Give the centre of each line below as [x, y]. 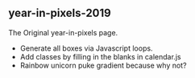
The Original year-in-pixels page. [63, 32]
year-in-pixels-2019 [60, 13]
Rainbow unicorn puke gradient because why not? [103, 65]
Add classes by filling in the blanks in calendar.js [100, 56]
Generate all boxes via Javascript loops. [86, 48]
